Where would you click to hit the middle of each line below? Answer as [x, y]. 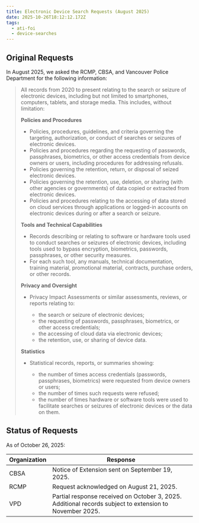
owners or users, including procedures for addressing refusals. [106, 163]
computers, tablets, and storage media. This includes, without [96, 102]
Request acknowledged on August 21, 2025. [115, 486]
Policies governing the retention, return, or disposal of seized [104, 169]
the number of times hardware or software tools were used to [113, 399]
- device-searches [34, 34]
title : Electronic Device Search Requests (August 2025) [78, 12]
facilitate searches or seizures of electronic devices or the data [115, 406]
